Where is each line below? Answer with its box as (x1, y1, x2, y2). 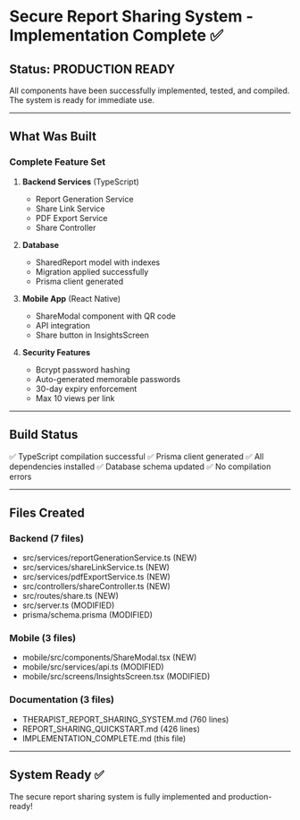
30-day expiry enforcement (35, 383, 137, 394)
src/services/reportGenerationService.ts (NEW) (21, 552, 198, 563)
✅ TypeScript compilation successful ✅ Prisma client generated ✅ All (9, 450, 264, 462)
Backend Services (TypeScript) (21, 176, 140, 187)
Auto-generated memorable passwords (35, 373, 181, 384)
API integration (35, 320, 91, 330)
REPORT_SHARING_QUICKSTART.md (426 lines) (21, 723, 201, 734)
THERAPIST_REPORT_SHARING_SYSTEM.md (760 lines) (21, 713, 229, 724)
